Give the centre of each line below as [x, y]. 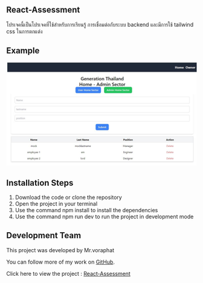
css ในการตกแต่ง [24, 31]
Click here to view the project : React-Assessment [69, 273]
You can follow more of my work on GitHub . [60, 262]
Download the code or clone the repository [68, 197]
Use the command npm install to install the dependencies [86, 210]
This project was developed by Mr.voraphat [60, 250]
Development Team [44, 236]
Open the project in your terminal [56, 204]
